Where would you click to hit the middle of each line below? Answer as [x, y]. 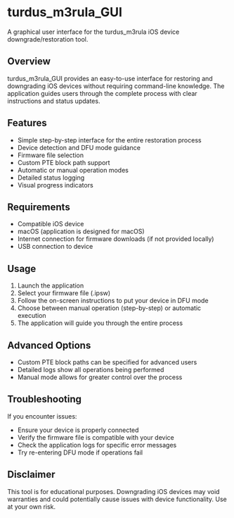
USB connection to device [55, 247]
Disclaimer [31, 475]
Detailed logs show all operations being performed [91, 370]
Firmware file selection [51, 155]
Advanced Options [49, 345]
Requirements [39, 207]
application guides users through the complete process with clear [103, 93]
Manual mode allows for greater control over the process [100, 377]
